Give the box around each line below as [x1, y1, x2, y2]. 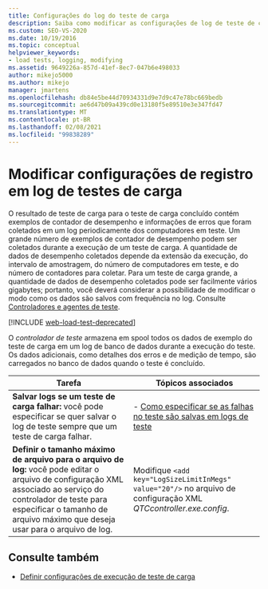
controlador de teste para [12, 493, 108, 504]
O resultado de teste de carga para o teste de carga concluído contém [8, 209, 239, 218]
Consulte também [8, 551, 100, 564]
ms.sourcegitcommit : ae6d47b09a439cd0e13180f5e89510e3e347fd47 [8, 101, 223, 109]
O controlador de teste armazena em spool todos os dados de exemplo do [8, 332, 253, 342]
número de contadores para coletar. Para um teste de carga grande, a [8, 268, 238, 277]
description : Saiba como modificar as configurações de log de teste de [8, 19, 255, 27]
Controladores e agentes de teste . [8, 301, 120, 312]
